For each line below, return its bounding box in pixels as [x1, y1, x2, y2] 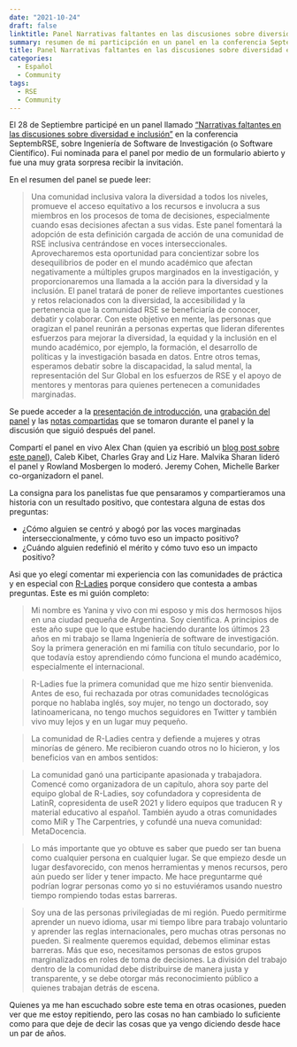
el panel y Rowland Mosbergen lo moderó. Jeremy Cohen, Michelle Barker [9, 461, 280, 472]
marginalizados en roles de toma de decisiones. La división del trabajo [30, 954, 287, 966]
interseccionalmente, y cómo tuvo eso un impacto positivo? [21, 533, 240, 544]
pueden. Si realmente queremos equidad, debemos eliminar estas [30, 935, 271, 946]
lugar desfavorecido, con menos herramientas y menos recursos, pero [30, 862, 288, 872]
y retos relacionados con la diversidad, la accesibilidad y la [30, 295, 246, 306]
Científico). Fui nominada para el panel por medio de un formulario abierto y [9, 148, 286, 159]
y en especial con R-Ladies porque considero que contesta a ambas [9, 578, 258, 589]
